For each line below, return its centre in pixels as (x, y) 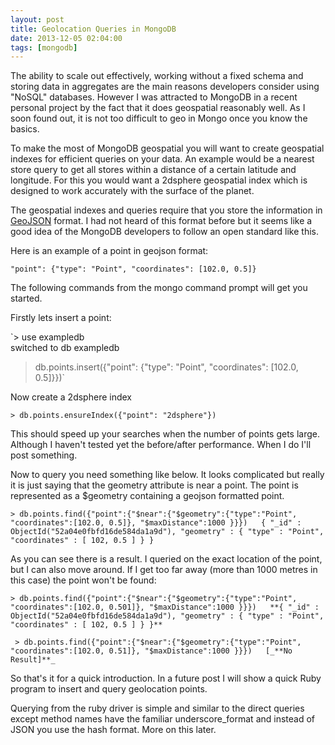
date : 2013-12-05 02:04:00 (66, 38)
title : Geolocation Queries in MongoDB (93, 29)
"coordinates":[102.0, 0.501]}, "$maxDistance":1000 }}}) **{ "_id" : (165, 607)
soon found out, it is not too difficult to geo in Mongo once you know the (159, 118)
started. (26, 298)
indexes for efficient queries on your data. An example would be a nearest (162, 159)
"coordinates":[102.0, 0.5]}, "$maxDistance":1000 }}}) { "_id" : (156, 523)
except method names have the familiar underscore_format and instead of (163, 719)
